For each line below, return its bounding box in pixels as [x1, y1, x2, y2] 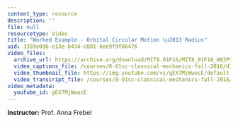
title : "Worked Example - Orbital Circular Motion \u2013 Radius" [7, 37, 208, 44]
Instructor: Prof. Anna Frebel [7, 109, 92, 117]
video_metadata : [7, 83, 55, 90]
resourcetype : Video [7, 30, 69, 37]
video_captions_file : [13, 63, 78, 70]
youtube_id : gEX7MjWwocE [13, 89, 87, 96]
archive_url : [13, 56, 52, 63]
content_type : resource [7, 10, 78, 18]
